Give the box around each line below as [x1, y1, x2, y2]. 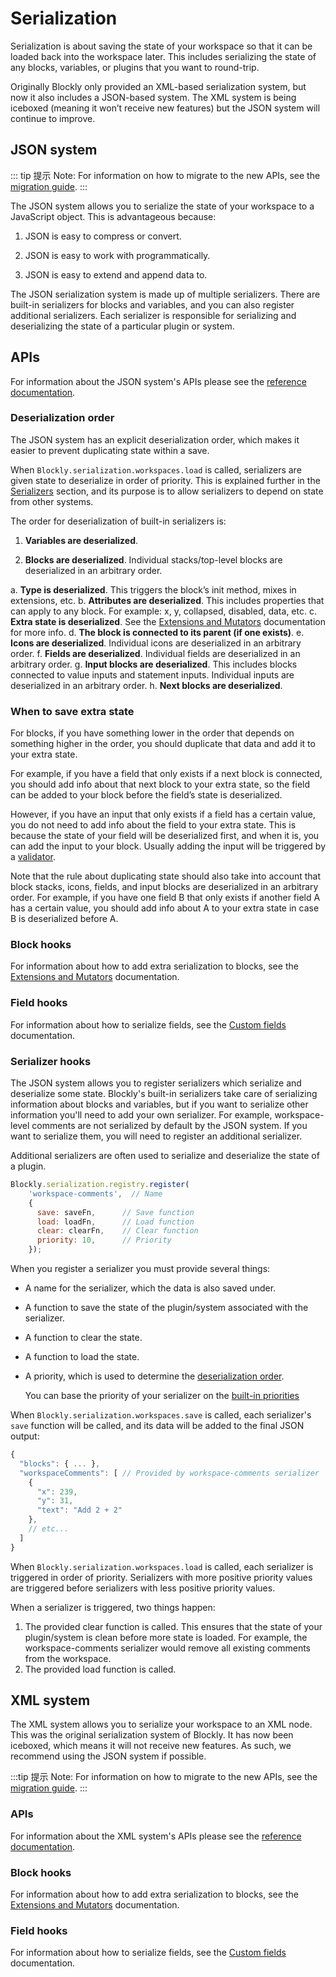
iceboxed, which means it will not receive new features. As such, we [10, 1740, 292, 1752]
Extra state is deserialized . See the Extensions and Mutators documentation [10, 615, 326, 627]
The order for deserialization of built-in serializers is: [10, 515, 227, 527]
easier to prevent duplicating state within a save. [10, 444, 210, 456]
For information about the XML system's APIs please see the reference [10, 1830, 302, 1842]
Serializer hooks [10, 1054, 92, 1068]
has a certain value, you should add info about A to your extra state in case [10, 902, 320, 914]
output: [10, 1430, 40, 1442]
